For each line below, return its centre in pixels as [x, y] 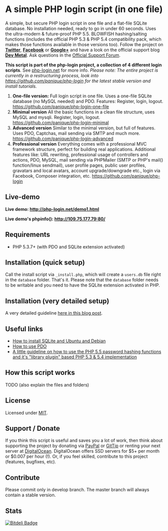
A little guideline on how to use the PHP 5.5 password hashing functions [87, 352]
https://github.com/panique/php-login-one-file [61, 106]
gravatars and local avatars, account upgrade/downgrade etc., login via [86, 170]
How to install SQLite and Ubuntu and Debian [59, 341]
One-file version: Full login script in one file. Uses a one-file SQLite [82, 96]
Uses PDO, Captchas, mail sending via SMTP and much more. [76, 133]
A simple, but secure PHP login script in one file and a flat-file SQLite [76, 23]
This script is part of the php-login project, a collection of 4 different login [83, 65]
